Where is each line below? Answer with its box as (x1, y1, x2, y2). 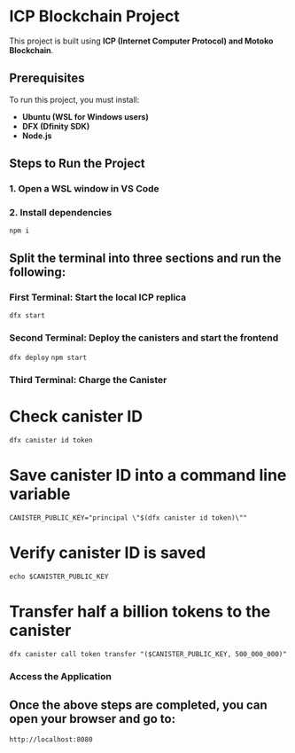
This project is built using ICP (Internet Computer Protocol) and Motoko (9, 35, 274, 46)
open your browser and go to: (9, 711, 175, 726)
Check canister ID (9, 406, 144, 427)
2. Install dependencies (9, 206, 113, 218)
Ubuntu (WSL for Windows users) (21, 111, 149, 122)
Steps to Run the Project (9, 156, 146, 171)
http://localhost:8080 (9, 734, 93, 744)
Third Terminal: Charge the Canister (9, 374, 167, 387)
